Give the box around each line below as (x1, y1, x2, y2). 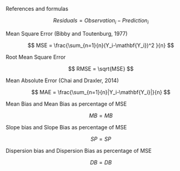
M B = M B (89, 112, 113, 119)
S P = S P (90, 135, 112, 143)
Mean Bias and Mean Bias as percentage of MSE (5, 100, 127, 108)
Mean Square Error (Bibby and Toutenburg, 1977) (5, 30, 128, 37)
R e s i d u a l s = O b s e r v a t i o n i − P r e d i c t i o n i (53, 17, 149, 25)
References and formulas (5, 5, 69, 12)
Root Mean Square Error (5, 53, 66, 60)
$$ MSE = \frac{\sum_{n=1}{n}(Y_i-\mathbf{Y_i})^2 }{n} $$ (27, 42, 175, 49)
